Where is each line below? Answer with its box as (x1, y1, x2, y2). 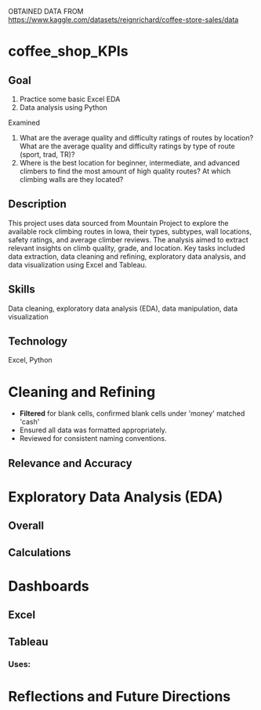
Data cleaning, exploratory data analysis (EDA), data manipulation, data (8, 304, 238, 313)
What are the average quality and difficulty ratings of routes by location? (19, 133, 254, 142)
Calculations (8, 545, 71, 559)
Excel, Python (8, 355, 53, 365)
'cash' (19, 417, 40, 427)
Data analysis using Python (19, 103, 108, 112)
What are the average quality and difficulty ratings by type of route (19, 141, 235, 151)
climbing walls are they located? (19, 175, 124, 184)
